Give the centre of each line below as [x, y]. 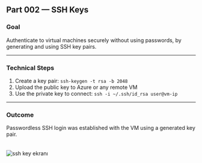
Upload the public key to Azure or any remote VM [76, 87]
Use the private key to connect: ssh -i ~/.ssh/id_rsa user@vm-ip [96, 93]
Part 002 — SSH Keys [47, 10]
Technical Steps [30, 67]
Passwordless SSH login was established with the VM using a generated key [101, 128]
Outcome [20, 115]
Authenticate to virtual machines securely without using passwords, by [94, 40]
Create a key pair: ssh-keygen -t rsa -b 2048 [71, 81]
